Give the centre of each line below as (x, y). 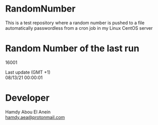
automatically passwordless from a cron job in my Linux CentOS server (79, 28)
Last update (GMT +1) (28, 72)
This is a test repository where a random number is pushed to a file (75, 23)
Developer (27, 98)
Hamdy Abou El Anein (28, 112)
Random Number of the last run (72, 49)
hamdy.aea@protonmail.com (35, 117)
